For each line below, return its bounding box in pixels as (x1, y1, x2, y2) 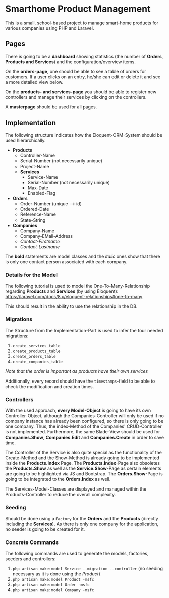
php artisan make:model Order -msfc (12, 582, 90, 588)
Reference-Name (20, 211, 57, 218)
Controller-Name (20, 152, 55, 158)
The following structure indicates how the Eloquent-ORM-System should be (5, 132, 163, 138)
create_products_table (12, 349, 61, 354)
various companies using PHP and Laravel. (5, 25, 94, 31)
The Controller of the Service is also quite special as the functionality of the (5, 450, 162, 456)
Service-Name (27, 174, 58, 180)
